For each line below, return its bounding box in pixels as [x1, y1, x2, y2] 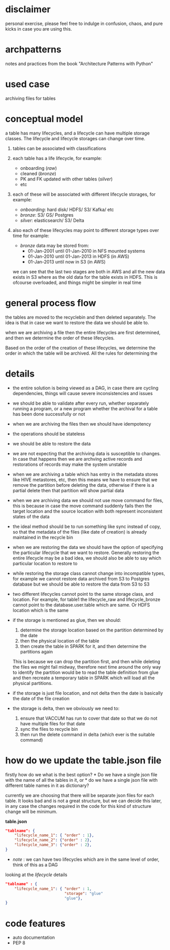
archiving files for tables [5, 95, 56, 101]
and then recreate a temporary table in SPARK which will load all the [12, 674, 155, 681]
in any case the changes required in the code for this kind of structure [5, 803, 151, 809]
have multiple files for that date [20, 720, 85, 727]
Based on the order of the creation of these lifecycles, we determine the [5, 345, 156, 351]
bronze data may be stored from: [20, 242, 89, 248]
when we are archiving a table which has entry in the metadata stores [12, 471, 158, 477]
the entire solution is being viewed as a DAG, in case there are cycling [12, 385, 159, 391]
